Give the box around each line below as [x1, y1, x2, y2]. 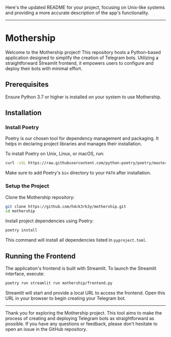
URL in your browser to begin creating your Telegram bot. [5, 295, 126, 301]
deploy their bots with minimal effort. [5, 65, 82, 71]
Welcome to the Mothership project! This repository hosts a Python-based [5, 49, 161, 55]
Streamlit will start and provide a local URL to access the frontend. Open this [5, 290, 165, 296]
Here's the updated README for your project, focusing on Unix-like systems [5, 5, 165, 10]
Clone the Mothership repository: [5, 194, 75, 200]
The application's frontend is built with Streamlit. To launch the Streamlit [5, 265, 157, 272]
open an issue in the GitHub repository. [5, 326, 88, 332]
